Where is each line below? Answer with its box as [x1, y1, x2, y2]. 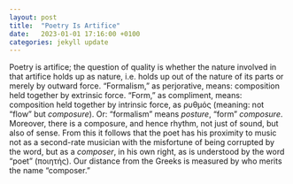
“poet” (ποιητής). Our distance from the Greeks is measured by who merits [9, 156, 282, 166]
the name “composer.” [9, 165, 91, 176]
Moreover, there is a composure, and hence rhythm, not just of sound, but [9, 119, 279, 129]
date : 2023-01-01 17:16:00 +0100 [9, 29, 141, 38]
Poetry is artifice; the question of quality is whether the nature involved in [9, 62, 277, 73]
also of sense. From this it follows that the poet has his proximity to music [9, 127, 277, 138]
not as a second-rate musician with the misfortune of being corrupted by [9, 137, 275, 148]
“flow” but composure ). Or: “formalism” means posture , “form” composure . [9, 109, 283, 119]
